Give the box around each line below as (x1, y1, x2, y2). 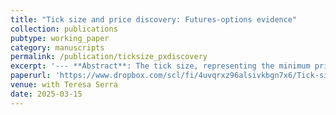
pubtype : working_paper (10, 33, 110, 43)
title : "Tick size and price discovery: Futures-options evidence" (10, 14, 298, 25)
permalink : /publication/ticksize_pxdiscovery (10, 52, 208, 62)
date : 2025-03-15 (10, 89, 83, 99)
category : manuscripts (10, 42, 105, 53)
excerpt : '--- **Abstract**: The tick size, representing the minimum (10, 61, 311, 71)
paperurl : (10, 71, 52, 81)
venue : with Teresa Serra (10, 80, 118, 90)
